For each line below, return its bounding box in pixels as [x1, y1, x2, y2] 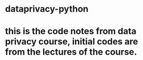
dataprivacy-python [5, 3, 89, 15]
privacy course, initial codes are [5, 36, 138, 47]
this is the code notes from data [5, 26, 137, 37]
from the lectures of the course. [5, 46, 137, 58]
